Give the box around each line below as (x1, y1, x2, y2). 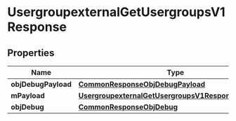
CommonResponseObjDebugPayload (78, 80, 206, 89)
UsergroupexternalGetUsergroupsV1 (7, 4, 226, 20)
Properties (7, 47, 55, 59)
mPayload (11, 91, 46, 100)
